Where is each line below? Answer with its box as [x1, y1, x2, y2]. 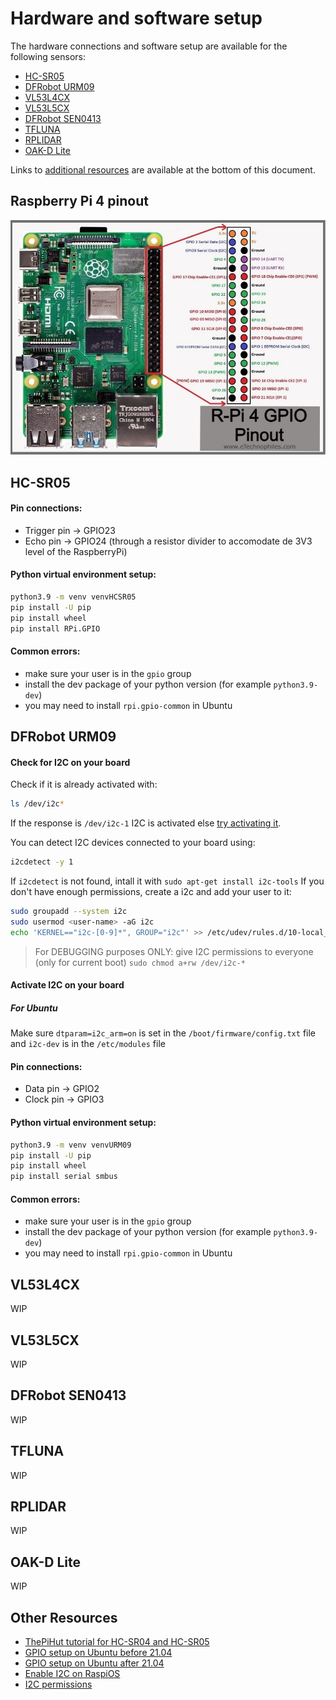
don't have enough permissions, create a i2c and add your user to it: [10, 886, 292, 898]
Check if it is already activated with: [10, 778, 158, 791]
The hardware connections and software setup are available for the [10, 40, 288, 52]
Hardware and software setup [10, 7, 263, 30]
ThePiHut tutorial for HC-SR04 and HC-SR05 [24, 1636, 210, 1648]
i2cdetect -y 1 [10, 857, 74, 867]
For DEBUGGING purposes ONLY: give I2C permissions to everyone [34, 945, 314, 957]
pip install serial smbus [10, 1172, 118, 1182]
